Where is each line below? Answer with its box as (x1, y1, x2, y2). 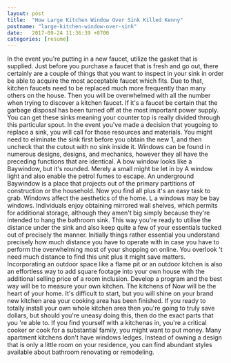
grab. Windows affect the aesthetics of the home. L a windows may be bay (7, 194, 220, 202)
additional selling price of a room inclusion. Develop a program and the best (7, 275, 223, 283)
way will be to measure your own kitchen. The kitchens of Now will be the (7, 282, 217, 291)
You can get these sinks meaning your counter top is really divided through (7, 113, 221, 121)
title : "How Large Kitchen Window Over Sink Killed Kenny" (7, 17, 184, 23)
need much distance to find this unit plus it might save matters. (7, 253, 186, 261)
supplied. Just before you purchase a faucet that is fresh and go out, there (7, 62, 219, 70)
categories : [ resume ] (7, 36, 70, 43)
